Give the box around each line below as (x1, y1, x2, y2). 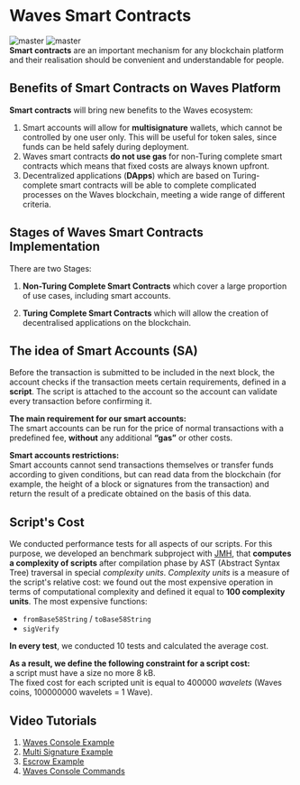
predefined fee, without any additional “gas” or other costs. (9, 432, 233, 443)
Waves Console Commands (22, 766, 126, 776)
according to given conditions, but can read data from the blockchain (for (9, 469, 282, 480)
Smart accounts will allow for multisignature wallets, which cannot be (22, 122, 283, 133)
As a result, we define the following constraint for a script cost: (9, 658, 250, 669)
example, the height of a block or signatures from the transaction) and (9, 479, 270, 490)
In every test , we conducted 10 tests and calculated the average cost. (9, 641, 268, 651)
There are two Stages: (9, 263, 92, 273)
